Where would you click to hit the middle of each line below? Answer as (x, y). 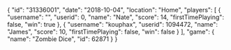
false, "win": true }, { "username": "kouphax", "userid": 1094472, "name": (113, 24)
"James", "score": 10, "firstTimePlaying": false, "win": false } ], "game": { (111, 32)
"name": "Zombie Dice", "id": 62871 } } (62, 39)
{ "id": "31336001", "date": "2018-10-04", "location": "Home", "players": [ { (114, 10)
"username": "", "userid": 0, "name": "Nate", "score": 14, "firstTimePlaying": (116, 17)
